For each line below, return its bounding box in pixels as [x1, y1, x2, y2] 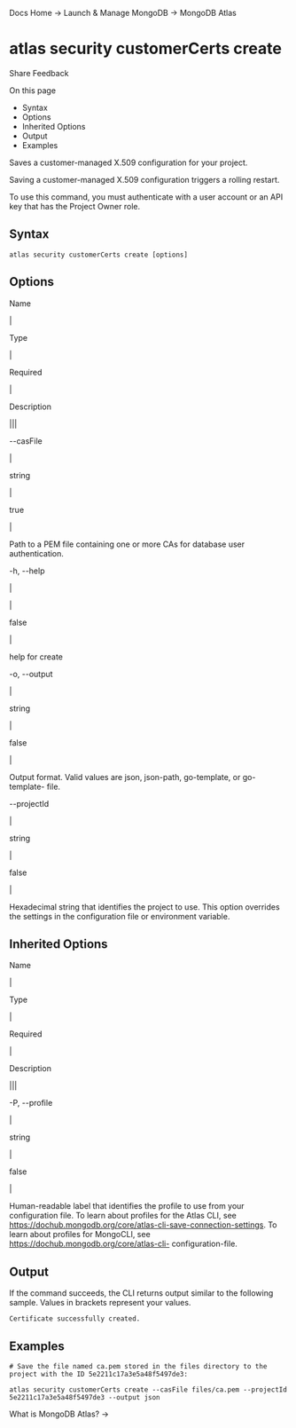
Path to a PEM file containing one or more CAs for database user [9, 539, 245, 549]
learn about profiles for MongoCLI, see [9, 1229, 151, 1240]
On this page [9, 84, 56, 96]
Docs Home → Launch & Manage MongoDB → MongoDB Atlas [9, 8, 237, 18]
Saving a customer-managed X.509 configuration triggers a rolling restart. [9, 174, 280, 185]
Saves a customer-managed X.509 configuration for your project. [9, 157, 248, 168]
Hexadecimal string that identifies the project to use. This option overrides [9, 901, 281, 912]
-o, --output [9, 668, 53, 679]
